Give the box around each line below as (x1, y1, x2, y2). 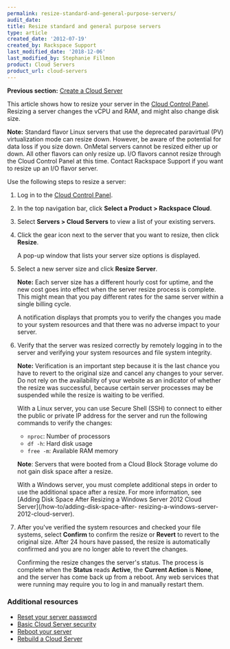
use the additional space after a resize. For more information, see (16, 488, 202, 496)
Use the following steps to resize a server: (7, 177, 126, 185)
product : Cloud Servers (7, 61, 76, 68)
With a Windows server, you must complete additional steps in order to (16, 480, 218, 488)
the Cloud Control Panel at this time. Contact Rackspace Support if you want (7, 157, 224, 165)
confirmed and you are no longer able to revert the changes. (16, 545, 188, 553)
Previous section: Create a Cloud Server (7, 87, 123, 95)
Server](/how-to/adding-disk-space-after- (16, 502, 137, 510)
